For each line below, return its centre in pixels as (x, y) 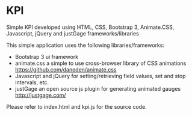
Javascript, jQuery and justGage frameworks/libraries (73, 33)
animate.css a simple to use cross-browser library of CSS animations (101, 63)
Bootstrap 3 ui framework (47, 56)
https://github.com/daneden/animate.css (66, 69)
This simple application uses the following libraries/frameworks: (85, 45)
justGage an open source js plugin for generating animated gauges (98, 88)
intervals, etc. (32, 82)
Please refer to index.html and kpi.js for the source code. (77, 106)
